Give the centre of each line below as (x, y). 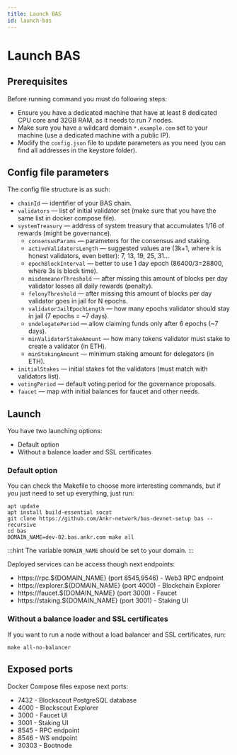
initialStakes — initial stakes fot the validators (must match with (112, 369)
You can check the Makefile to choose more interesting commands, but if (114, 486)
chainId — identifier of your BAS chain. (75, 203)
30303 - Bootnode (45, 745)
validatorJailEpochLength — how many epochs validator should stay (129, 308)
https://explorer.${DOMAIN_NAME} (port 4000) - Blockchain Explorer (119, 586)
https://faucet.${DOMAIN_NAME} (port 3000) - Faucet (97, 593)
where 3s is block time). (63, 271)
